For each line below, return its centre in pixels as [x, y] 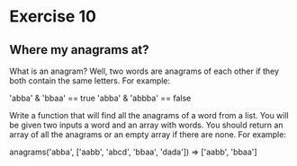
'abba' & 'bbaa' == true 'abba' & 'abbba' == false [100, 98]
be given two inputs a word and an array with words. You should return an [146, 125]
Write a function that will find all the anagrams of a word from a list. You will [149, 115]
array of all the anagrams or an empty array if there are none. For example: [148, 135]
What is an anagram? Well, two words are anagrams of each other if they [144, 71]
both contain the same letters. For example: [90, 81]
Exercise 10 [53, 17]
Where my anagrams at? [80, 50]
